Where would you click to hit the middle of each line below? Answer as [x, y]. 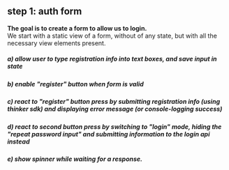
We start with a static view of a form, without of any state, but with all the [112, 36]
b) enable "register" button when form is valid [76, 84]
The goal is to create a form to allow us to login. [77, 28]
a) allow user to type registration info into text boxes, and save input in [112, 59]
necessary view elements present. [57, 43]
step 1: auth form [45, 11]
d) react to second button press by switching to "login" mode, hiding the [114, 126]
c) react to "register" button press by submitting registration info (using [114, 102]
